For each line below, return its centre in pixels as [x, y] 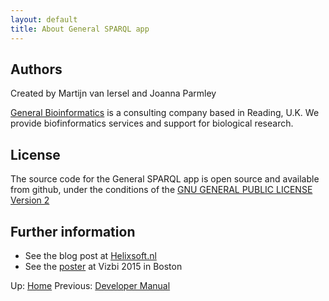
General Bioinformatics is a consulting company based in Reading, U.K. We [165, 113]
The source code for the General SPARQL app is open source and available [165, 179]
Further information [73, 231]
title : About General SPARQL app [80, 29]
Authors [36, 69]
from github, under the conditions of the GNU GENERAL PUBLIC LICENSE [161, 190]
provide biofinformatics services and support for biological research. [152, 123]
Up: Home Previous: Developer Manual [90, 285]
